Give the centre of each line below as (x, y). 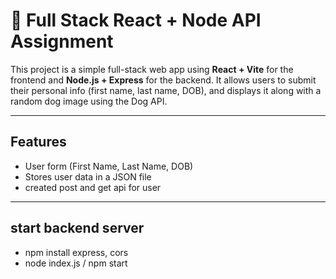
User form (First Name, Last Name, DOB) (109, 166)
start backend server (77, 228)
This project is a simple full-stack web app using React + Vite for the (152, 69)
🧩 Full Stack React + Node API (136, 20)
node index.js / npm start (76, 263)
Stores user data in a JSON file (88, 176)
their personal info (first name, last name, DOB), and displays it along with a (166, 90)
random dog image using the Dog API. (89, 101)
